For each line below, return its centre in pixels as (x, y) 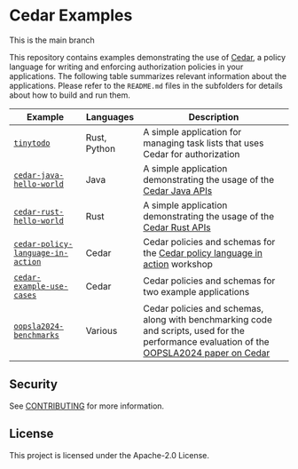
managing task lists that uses (204, 143)
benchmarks (36, 335)
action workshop (178, 264)
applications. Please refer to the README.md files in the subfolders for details (146, 85)
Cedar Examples (71, 16)
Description (214, 116)
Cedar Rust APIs (177, 227)
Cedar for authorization (192, 154)
